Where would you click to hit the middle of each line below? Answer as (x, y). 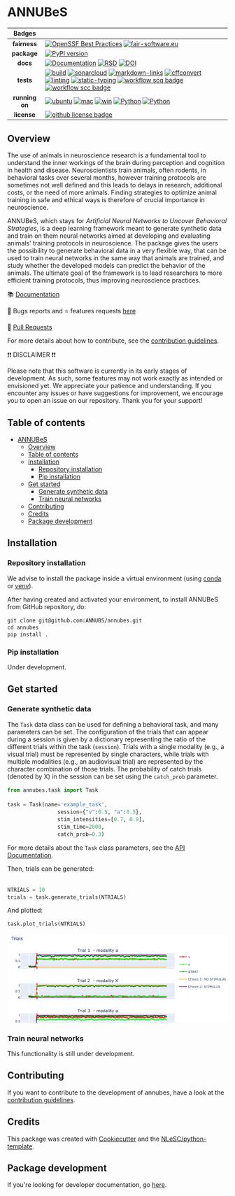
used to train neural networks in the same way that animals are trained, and (116, 258)
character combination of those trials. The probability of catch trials (105, 769)
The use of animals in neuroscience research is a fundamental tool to (107, 155)
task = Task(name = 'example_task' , (58, 805)
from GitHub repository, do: (47, 606)
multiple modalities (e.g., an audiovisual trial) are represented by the (105, 761)
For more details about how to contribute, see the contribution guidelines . (113, 341)
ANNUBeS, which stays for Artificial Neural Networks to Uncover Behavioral (117, 221)
